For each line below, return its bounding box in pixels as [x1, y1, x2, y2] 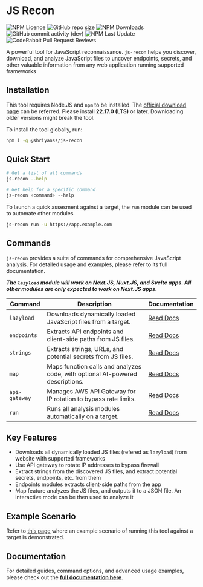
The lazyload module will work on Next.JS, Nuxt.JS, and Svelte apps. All [6, 279, 192, 286]
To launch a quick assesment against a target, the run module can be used [6, 203, 192, 211]
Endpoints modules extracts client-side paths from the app [14, 480, 162, 488]
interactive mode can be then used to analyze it [14, 494, 134, 501]
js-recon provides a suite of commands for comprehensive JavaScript [6, 254, 181, 261]
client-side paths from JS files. [47, 335, 135, 343]
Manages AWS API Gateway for [47, 387, 136, 395]
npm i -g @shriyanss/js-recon [6, 137, 83, 143]
